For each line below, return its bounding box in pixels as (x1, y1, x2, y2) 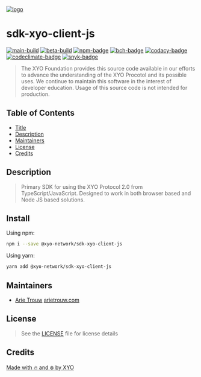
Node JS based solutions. (20, 196, 85, 203)
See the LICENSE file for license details (20, 329, 119, 337)
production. (20, 90, 50, 98)
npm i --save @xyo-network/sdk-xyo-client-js (6, 241, 122, 247)
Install (6, 213, 30, 223)
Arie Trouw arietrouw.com (14, 296, 79, 303)
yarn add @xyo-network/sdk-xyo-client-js (6, 264, 112, 270)
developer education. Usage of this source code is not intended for (20, 84, 188, 91)
